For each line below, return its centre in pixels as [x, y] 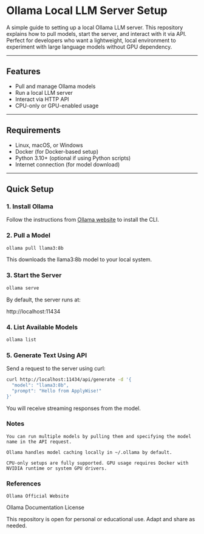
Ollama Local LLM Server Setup [87, 11]
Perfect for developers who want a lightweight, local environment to [91, 40]
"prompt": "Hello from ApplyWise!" [57, 391]
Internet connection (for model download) [67, 164]
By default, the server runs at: [43, 300]
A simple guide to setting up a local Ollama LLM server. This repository [95, 27]
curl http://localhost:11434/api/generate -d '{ [69, 380]
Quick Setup [30, 189]
